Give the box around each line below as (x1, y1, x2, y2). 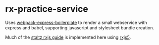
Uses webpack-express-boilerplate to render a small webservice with (5, 20, 147, 25)
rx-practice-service (5, 3, 88, 15)
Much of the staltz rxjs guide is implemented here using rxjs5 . (5, 34, 131, 40)
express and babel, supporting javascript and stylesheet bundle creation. (5, 24, 155, 30)
